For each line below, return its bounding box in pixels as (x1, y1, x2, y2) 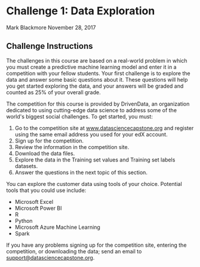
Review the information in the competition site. (14, 143, 130, 150)
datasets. (14, 162, 38, 169)
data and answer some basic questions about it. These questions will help (6, 76, 188, 83)
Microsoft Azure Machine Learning (14, 223, 100, 231)
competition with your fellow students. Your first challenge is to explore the (6, 70, 190, 77)
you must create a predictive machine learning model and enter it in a (6, 63, 177, 70)
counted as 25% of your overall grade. (6, 88, 101, 96)
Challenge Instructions (6, 41, 94, 51)
